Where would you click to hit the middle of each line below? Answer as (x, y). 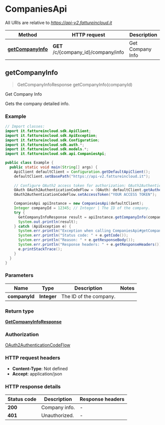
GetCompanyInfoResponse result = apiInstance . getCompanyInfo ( (83, 217)
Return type (20, 311)
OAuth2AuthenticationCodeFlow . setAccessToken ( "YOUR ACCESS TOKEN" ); (85, 195)
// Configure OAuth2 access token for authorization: (70, 186)
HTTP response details (33, 386)
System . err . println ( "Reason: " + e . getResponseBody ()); (76, 240)
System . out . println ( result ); (48, 222)
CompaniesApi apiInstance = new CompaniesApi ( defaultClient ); (79, 204)
